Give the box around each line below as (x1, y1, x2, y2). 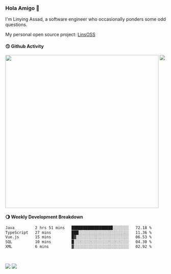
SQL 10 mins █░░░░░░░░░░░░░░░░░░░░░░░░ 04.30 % (5, 239, 152, 244)
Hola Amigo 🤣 (5, 5, 40, 12)
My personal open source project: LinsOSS (5, 32, 96, 38)
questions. (5, 21, 28, 28)
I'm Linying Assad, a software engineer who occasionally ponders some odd (5, 16, 166, 22)
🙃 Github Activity (5, 43, 44, 49)
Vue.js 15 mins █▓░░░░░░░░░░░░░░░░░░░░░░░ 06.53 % (5, 235, 152, 240)
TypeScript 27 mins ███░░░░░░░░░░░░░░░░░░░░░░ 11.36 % (5, 230, 152, 235)
